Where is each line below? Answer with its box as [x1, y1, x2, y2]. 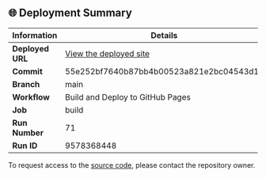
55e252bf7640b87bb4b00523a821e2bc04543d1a [64, 66, 264, 77]
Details [150, 29, 178, 40]
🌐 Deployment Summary [8, 6, 132, 20]
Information [12, 29, 58, 40]
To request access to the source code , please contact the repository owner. [8, 160, 256, 169]
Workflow [12, 91, 50, 102]
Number [12, 127, 44, 138]
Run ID [12, 140, 38, 151]
